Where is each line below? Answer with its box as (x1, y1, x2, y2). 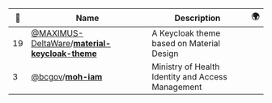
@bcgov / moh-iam (31, 71, 103, 82)
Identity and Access (151, 71, 228, 82)
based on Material (151, 38, 221, 49)
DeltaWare (31, 38, 71, 49)
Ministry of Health (151, 61, 220, 72)
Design (151, 48, 179, 59)
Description (174, 12, 221, 24)
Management (151, 81, 202, 92)
